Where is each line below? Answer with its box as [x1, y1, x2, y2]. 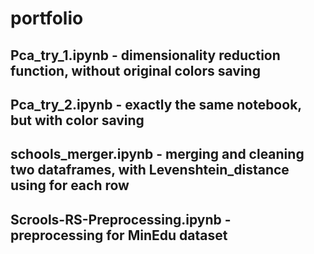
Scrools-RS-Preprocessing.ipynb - [10, 211, 232, 228]
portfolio [10, 7, 84, 30]
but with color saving [10, 112, 145, 129]
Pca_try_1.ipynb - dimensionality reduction [10, 47, 281, 64]
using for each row [10, 177, 130, 194]
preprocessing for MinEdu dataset [10, 227, 228, 244]
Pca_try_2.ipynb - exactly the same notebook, [10, 96, 302, 113]
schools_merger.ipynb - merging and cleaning [10, 146, 305, 163]
